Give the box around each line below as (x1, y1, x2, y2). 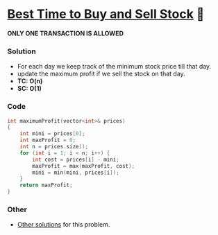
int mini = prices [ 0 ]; (19, 130, 85, 137)
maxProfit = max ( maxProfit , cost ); (32, 162, 135, 169)
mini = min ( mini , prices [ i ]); (32, 169, 119, 176)
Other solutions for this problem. (17, 220, 110, 229)
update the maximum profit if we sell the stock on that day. (17, 69, 185, 78)
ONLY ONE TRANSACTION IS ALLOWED (7, 29, 124, 37)
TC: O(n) (17, 77, 43, 85)
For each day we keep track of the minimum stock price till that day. (17, 62, 212, 71)
